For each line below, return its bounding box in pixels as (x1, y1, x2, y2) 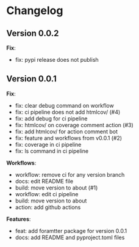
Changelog (6, 4, 63, 18)
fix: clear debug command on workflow (15, 101, 114, 109)
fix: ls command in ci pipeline (15, 147, 89, 155)
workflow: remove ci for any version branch (15, 171, 125, 178)
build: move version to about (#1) (15, 184, 98, 191)
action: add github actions (15, 203, 81, 211)
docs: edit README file (15, 177, 74, 185)
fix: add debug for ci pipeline (15, 114, 88, 122)
